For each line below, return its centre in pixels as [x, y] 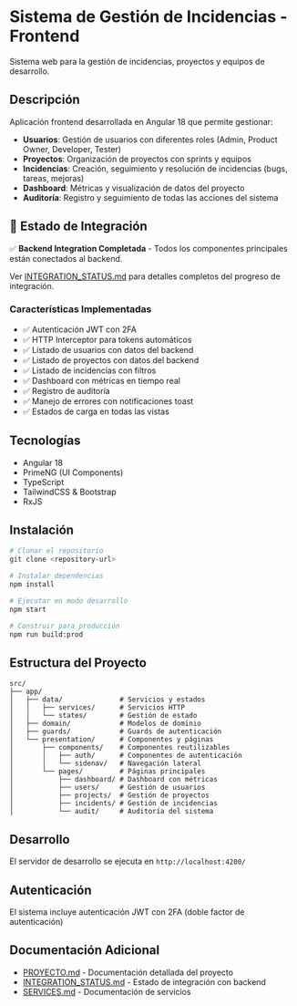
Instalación [42, 530]
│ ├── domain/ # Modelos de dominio [106, 724]
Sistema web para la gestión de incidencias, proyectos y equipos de [138, 61]
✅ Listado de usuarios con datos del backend [108, 349]
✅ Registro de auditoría [67, 390]
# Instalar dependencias [56, 576]
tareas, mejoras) [53, 178]
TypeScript [43, 482]
